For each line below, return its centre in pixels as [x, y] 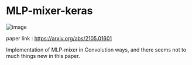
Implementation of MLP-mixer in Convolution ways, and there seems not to [96, 49]
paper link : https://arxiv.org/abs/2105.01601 [59, 38]
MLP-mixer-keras [49, 11]
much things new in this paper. [43, 56]
